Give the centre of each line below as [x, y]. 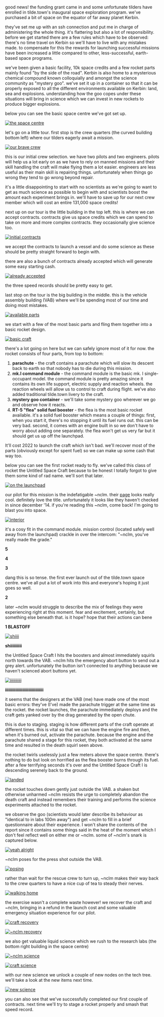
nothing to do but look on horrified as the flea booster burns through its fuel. [82, 760]
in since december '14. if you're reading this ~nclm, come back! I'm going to [82, 505]
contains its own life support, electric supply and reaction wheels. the [82, 384]
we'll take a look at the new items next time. [49, 980]
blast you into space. [26, 510]
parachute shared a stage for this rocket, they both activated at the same [79, 740]
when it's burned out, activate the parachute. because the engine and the [79, 735]
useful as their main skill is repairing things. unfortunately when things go [79, 172]
